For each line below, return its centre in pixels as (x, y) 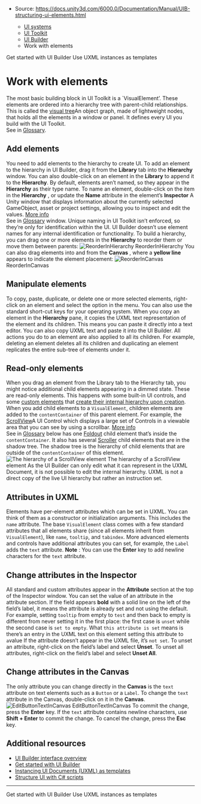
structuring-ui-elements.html (51, 15)
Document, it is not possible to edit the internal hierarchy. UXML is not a (95, 472)
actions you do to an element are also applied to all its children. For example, (100, 337)
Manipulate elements (46, 284)
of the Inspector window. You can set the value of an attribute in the (90, 596)
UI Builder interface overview (51, 758)
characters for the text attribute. (46, 556)
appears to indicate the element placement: (60, 259)
